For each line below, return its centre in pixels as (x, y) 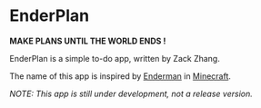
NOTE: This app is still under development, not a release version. (131, 93)
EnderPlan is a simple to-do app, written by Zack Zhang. (115, 58)
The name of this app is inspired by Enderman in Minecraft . (120, 76)
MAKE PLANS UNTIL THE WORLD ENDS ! (88, 41)
